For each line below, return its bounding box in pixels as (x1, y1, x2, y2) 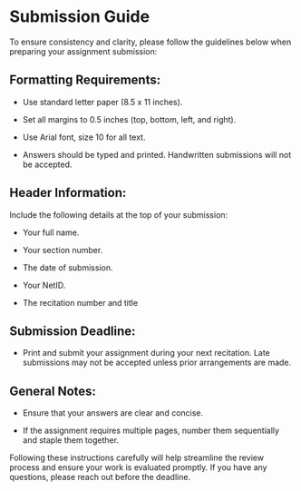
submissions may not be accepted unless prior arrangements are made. (22, 357, 292, 368)
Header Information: (9, 185, 127, 201)
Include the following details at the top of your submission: (9, 209, 228, 220)
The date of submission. (22, 261, 113, 273)
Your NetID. (22, 280, 66, 290)
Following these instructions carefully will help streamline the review (9, 452, 265, 464)
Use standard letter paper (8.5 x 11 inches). (22, 96, 183, 107)
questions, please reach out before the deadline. (9, 472, 191, 483)
